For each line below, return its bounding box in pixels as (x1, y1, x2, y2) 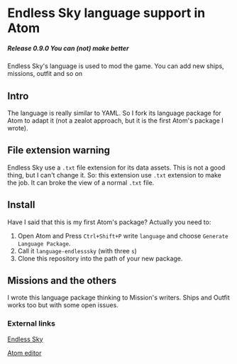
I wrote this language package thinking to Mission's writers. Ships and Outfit (7, 293, 231, 302)
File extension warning (7, 144, 111, 157)
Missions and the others (7, 275, 117, 287)
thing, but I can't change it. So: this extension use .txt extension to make (7, 170, 221, 179)
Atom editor (7, 348, 42, 357)
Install (7, 199, 35, 211)
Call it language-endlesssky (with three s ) (17, 246, 137, 255)
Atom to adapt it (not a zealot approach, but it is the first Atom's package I (7, 116, 224, 125)
